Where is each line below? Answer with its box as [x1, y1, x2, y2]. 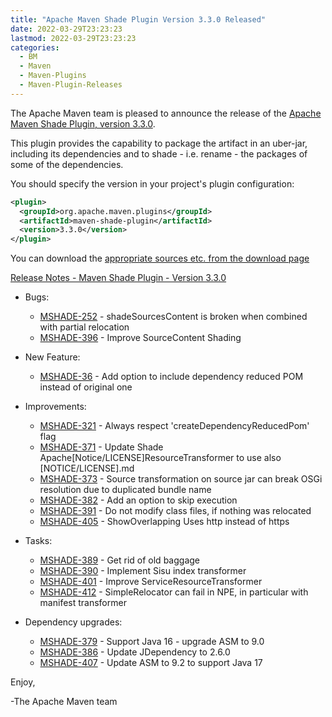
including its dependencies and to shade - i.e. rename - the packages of [10, 147, 308, 160]
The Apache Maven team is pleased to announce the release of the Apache [10, 107, 322, 119]
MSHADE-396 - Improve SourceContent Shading [39, 332, 242, 344]
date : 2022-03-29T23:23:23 [10, 24, 123, 34]
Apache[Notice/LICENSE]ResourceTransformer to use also [39, 452, 282, 464]
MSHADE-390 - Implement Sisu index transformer [39, 565, 247, 577]
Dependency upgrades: [24, 616, 123, 628]
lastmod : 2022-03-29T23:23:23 [10, 33, 137, 43]
